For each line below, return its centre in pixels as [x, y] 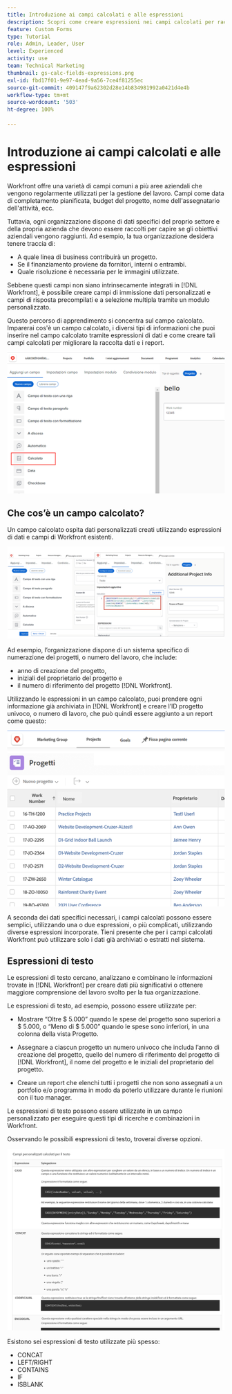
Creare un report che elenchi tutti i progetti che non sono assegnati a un [120, 1083]
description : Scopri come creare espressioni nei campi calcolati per [111, 22]
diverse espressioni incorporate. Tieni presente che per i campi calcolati [110, 932]
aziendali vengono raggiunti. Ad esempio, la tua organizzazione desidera [110, 236]
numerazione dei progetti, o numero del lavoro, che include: [92, 657]
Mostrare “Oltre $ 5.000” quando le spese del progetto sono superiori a [119, 1019]
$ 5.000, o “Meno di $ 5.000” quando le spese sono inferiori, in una [113, 1027]
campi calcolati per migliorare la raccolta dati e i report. [86, 342]
